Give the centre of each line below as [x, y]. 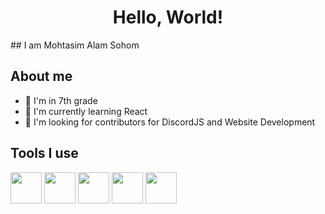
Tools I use [44, 153]
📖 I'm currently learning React [86, 111]
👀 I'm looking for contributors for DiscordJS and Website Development [170, 122]
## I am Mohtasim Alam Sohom [75, 45]
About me [41, 76]
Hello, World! [168, 17]
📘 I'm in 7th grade [61, 100]
